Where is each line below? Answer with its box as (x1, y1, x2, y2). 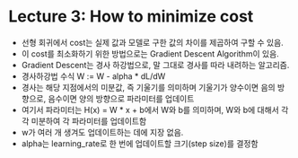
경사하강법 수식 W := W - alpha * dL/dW (21, 70, 166, 82)
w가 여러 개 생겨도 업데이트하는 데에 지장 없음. (21, 127, 184, 137)
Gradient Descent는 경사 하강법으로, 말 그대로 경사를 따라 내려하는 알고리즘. (21, 59, 290, 70)
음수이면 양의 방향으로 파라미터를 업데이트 (48, 92, 195, 104)
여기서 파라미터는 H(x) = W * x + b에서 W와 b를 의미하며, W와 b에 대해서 (21, 104, 279, 115)
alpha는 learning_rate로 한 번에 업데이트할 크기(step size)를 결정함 (21, 137, 259, 149)
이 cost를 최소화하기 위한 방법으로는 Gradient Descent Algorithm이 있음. (21, 48, 279, 59)
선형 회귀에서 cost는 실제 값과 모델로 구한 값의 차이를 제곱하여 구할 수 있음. (21, 37, 284, 48)
